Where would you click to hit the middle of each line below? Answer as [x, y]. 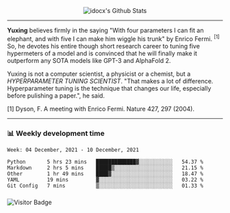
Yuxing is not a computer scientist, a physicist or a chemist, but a [99, 74]
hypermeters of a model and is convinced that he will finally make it [102, 53]
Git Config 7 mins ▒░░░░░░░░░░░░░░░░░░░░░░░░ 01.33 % [105, 186]
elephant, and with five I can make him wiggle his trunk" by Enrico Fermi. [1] [114, 38]
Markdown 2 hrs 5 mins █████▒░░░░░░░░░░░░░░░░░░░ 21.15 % [105, 168]
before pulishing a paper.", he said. [56, 96]
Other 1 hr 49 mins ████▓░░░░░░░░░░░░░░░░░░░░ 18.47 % [105, 173]
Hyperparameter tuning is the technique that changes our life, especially [109, 88]
